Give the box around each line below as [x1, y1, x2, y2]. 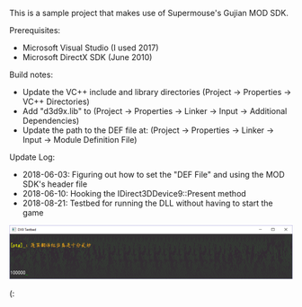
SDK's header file [22, 179, 88, 189]
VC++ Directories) [22, 96, 90, 107]
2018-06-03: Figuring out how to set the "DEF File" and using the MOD [22, 170, 285, 180]
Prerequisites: [9, 25, 61, 35]
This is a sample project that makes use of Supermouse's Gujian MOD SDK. [9, 8, 289, 18]
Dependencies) [22, 116, 80, 126]
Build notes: [9, 69, 54, 80]
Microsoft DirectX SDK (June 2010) [22, 52, 153, 62]
